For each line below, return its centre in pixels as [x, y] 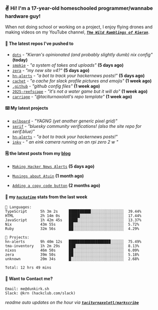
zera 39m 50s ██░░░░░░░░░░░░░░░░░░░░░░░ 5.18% [72, 255]
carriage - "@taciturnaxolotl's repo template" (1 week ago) [72, 96]
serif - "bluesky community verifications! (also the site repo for [77, 126]
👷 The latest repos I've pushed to [39, 43]
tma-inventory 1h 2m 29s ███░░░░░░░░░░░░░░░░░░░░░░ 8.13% [72, 246]
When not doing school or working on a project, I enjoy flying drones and [79, 27]
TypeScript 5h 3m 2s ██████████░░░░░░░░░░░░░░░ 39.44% [73, 212]
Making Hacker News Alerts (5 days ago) [53, 166]
